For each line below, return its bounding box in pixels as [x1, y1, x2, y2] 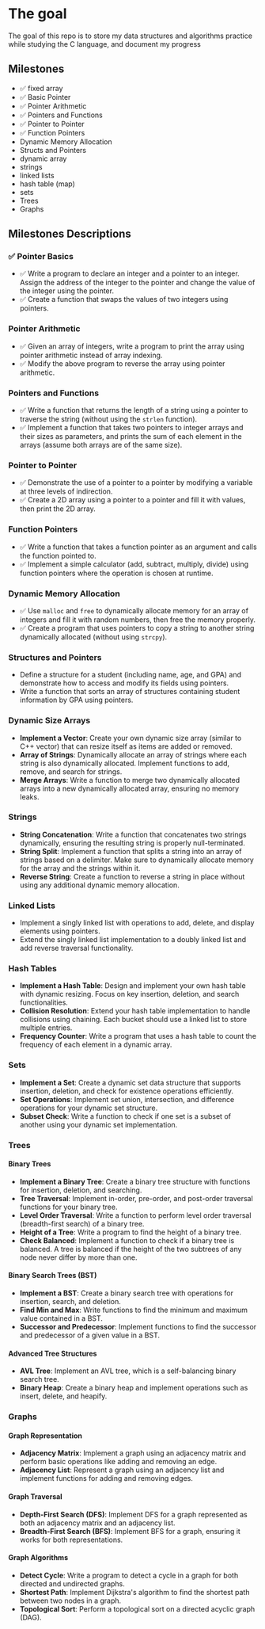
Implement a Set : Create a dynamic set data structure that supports [19, 1078, 241, 1087]
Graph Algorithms [8, 1553, 69, 1562]
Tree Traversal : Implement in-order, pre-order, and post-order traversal [19, 1193, 253, 1203]
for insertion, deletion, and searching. [19, 1185, 142, 1195]
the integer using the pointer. [19, 286, 115, 296]
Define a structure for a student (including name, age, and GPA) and [19, 670, 241, 680]
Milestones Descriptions [8, 227, 132, 241]
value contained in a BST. [19, 1314, 103, 1323]
